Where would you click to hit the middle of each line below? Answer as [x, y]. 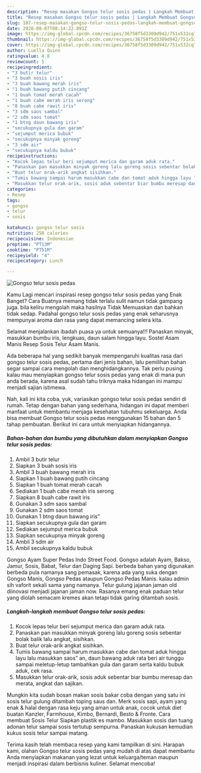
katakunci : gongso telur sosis [46, 228]
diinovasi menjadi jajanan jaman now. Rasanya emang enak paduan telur [95, 592]
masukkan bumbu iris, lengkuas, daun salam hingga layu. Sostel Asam [93, 338]
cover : [15, 45]
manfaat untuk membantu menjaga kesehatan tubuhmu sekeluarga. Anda [97, 412]
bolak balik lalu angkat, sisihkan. [55, 639]
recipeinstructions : [33, 156]
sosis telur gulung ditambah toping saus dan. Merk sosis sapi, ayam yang [97, 701]
